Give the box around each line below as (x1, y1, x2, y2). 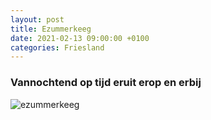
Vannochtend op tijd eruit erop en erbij (10, 76, 202, 90)
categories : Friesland (10, 42, 105, 53)
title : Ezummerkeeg (10, 24, 92, 34)
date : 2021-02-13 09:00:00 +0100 (10, 33, 150, 43)
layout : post (10, 14, 65, 25)
